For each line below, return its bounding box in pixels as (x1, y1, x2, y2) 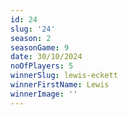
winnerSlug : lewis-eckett (10, 71, 118, 81)
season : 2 (10, 33, 52, 43)
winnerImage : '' (10, 89, 78, 99)
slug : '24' (10, 24, 56, 34)
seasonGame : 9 (10, 42, 70, 53)
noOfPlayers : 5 (10, 61, 74, 71)
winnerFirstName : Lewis (10, 80, 110, 90)
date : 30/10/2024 (10, 52, 83, 62)
